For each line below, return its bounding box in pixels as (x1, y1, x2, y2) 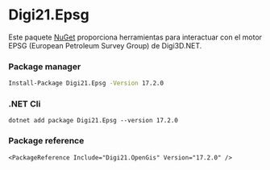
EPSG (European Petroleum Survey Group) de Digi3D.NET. (8, 40, 202, 50)
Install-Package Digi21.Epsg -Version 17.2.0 (8, 79, 164, 88)
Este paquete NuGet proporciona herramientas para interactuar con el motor (8, 32, 263, 42)
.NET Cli (8, 98, 41, 110)
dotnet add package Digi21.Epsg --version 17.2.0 (8, 117, 179, 125)
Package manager (8, 60, 81, 72)
